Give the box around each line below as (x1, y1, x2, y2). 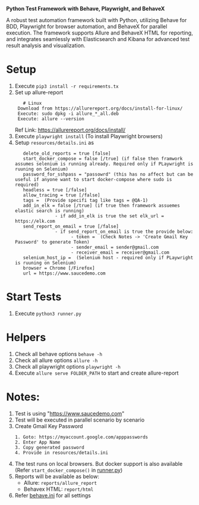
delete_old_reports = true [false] (23, 150, 111, 157)
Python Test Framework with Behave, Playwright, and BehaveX (6, 5, 165, 12)
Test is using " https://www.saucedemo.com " (14, 410, 125, 417)
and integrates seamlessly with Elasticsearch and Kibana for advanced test (6, 36, 190, 42)
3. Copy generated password (14, 444, 84, 450)
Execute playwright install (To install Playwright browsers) (14, 132, 163, 139)
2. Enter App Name (14, 439, 61, 445)
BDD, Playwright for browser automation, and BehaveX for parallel (6, 23, 168, 30)
